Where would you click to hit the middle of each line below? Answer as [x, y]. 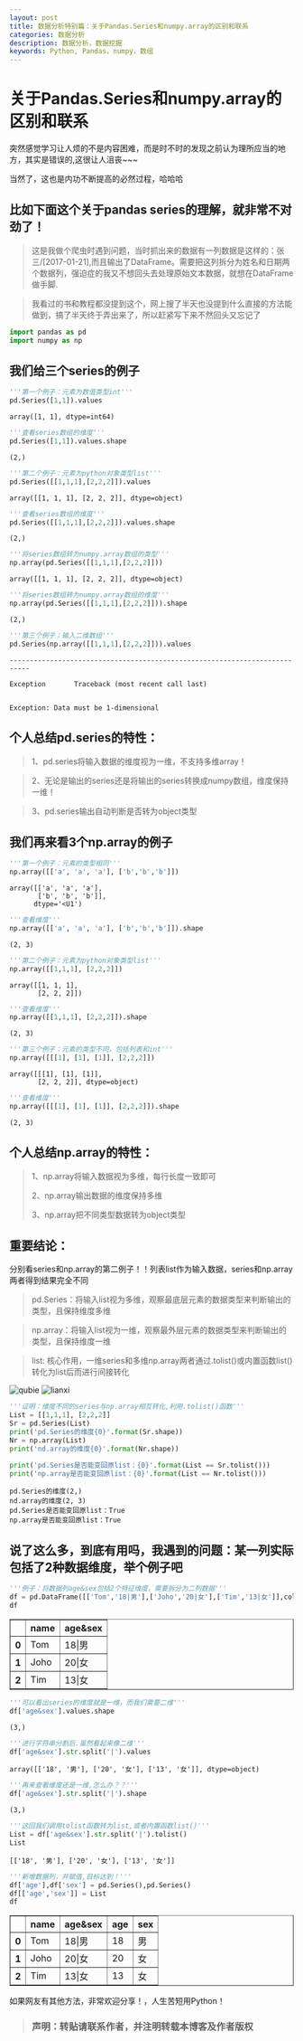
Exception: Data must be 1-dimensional [84, 708]
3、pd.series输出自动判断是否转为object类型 [114, 811]
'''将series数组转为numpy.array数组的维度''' [89, 595]
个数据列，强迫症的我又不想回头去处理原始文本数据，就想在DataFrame [162, 273]
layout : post [34, 18]
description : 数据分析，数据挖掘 [66, 43]
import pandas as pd [48, 332]
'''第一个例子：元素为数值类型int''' [71, 392]
